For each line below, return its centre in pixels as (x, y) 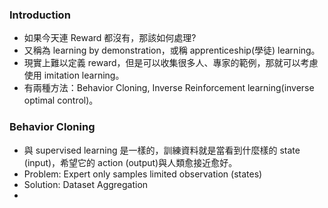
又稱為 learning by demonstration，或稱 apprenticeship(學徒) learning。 (172, 50)
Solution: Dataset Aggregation (86, 184)
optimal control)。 (61, 100)
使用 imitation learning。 (74, 75)
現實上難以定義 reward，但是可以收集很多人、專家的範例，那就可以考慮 (171, 63)
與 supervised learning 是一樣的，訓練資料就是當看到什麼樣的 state (162, 150)
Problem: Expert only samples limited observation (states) (143, 174)
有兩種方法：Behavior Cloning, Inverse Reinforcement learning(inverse (169, 88)
